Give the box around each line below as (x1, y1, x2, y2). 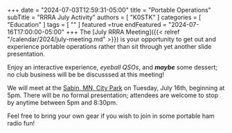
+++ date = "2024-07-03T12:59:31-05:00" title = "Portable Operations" (7, 6, 211, 14)
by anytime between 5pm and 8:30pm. (7, 99, 118, 106)
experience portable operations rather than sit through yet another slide (7, 43, 212, 50)
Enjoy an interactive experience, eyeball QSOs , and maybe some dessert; (7, 63, 218, 71)
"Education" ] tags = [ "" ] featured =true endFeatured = (7, 21, 168, 28)
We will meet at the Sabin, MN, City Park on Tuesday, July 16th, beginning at (7, 84, 225, 92)
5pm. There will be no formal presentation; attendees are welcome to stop (7, 91, 219, 99)
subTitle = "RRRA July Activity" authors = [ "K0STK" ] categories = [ (7, 13, 202, 21)
